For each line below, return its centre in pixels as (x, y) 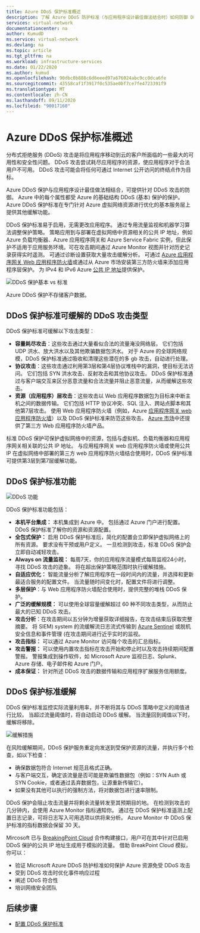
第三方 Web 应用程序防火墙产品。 (66, 426)
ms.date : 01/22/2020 (32, 67)
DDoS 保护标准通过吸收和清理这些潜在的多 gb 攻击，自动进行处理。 (108, 359)
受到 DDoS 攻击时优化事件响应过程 (57, 872)
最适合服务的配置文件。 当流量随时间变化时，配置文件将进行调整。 (96, 582)
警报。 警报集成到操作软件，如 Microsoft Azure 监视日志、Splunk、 (97, 656)
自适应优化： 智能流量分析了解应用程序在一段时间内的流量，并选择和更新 (104, 574)
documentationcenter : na (37, 28)
